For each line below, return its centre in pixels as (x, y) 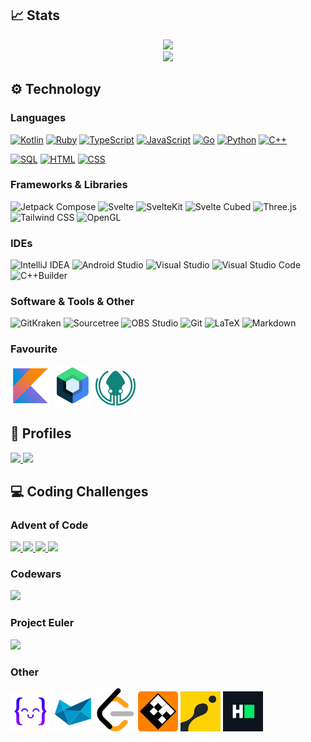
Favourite (34, 349)
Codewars (36, 574)
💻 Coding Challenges (79, 491)
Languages (38, 118)
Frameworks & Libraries (69, 185)
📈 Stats (35, 15)
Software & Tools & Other (72, 302)
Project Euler (42, 623)
